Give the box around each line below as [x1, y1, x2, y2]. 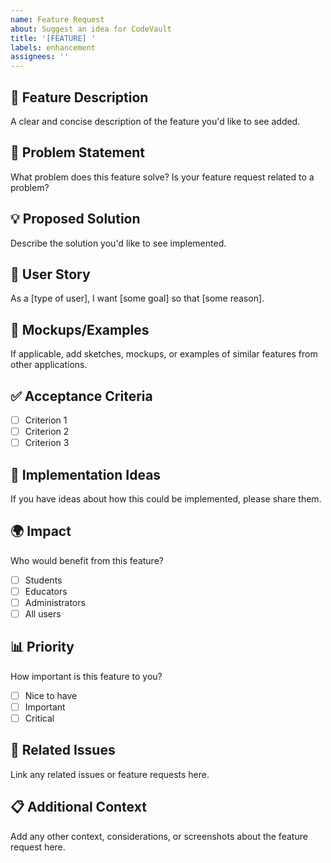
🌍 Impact [10, 523, 72, 540]
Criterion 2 [24, 426, 70, 438]
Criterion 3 [24, 437, 70, 449]
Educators [24, 585, 68, 597]
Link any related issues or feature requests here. [10, 768, 210, 780]
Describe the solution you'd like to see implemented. [10, 237, 227, 249]
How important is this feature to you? [10, 670, 163, 682]
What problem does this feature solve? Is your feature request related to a [10, 171, 315, 183]
